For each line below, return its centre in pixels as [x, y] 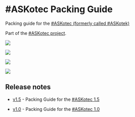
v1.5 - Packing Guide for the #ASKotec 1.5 [56, 99]
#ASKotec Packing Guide [59, 9]
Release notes [28, 87]
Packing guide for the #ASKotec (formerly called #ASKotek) [67, 23]
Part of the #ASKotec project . [36, 33]
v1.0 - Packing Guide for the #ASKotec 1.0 [56, 109]
